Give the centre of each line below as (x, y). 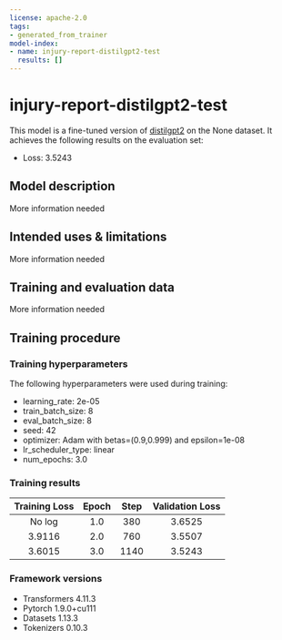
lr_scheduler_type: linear (69, 450)
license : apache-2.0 (49, 18)
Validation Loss (186, 506)
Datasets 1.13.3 (50, 618)
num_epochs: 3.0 (55, 460)
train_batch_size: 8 (58, 411)
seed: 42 (39, 431)
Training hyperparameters (69, 363)
